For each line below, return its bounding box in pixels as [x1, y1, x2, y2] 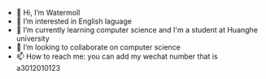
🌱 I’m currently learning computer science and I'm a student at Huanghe [15, 25, 259, 34]
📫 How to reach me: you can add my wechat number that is [15, 51, 218, 61]
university [15, 33, 50, 43]
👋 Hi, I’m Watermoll [15, 8, 81, 17]
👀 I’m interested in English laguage [15, 16, 133, 26]
